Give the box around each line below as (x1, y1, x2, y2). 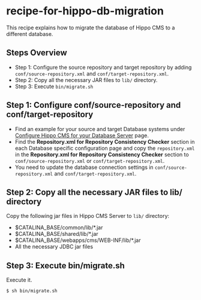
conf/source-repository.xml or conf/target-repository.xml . (14, 157, 165, 164)
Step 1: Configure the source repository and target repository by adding (14, 63, 192, 71)
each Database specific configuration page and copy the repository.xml (14, 144, 195, 151)
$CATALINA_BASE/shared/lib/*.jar (14, 231, 99, 238)
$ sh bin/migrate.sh (6, 288, 58, 294)
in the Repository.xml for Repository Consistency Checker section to (14, 151, 189, 158)
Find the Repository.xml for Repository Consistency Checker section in (14, 138, 195, 145)
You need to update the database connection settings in (14, 163, 154, 171)
